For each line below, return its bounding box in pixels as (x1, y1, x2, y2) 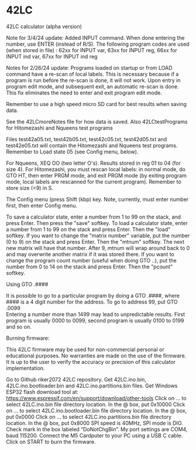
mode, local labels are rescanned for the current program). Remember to (6, 178, 181, 185)
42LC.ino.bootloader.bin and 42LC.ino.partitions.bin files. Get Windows (6, 382, 178, 389)
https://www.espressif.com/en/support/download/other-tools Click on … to (6, 394, 187, 401)
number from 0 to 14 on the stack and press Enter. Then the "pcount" (6, 263, 173, 270)
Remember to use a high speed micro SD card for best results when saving (6, 100, 187, 107)
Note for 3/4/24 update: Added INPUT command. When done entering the (6, 34, 185, 41)
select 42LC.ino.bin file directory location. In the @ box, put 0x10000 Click (6, 401, 185, 408)
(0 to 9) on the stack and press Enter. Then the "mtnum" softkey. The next (6, 238, 185, 245)
